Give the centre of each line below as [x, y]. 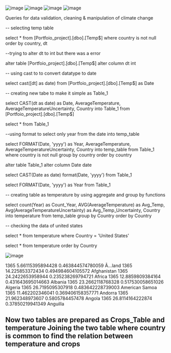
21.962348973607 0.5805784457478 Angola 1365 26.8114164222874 [79, 298]
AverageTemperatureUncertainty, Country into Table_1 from [68, 109]
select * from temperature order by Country [51, 245]
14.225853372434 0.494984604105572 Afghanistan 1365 [67, 271]
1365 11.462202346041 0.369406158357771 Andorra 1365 [67, 293]
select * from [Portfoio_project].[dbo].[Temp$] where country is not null [81, 38]
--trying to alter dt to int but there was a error [53, 53]
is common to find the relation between [69, 336]
